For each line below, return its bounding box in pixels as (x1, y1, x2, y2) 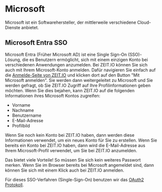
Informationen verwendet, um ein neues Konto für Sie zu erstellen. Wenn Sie (5, 137, 157, 143)
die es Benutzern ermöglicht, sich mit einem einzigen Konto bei (22, 57, 148, 63)
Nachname (12, 107, 34, 113)
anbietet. (21, 24, 39, 30)
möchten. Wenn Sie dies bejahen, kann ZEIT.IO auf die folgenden (5, 87, 135, 93)
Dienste (5, 24, 20, 30)
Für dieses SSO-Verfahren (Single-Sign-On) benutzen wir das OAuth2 (5, 176, 144, 182)
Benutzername (12, 112, 42, 118)
